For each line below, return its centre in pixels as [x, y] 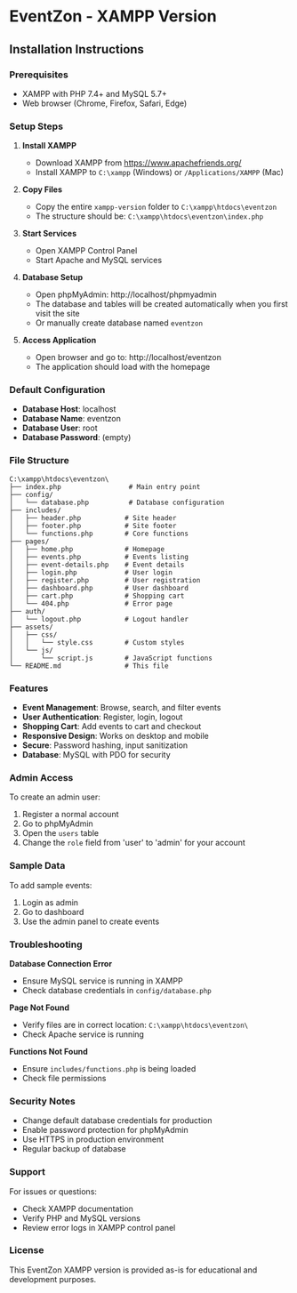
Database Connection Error [61, 963]
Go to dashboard [53, 912]
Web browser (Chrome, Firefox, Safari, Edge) [104, 103]
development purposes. [53, 1279]
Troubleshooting [46, 944]
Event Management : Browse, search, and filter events [121, 708]
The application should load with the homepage [123, 367]
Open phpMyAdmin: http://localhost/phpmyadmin [126, 294]
